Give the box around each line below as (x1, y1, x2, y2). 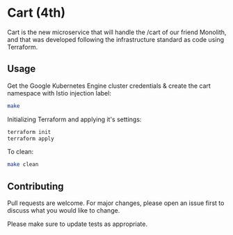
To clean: (7, 148, 34, 156)
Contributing (7, 180, 64, 192)
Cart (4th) (7, 5, 66, 21)
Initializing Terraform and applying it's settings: (7, 115, 142, 123)
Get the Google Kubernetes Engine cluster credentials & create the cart (7, 82, 211, 90)
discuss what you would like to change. (7, 206, 120, 215)
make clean (7, 161, 39, 168)
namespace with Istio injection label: (7, 89, 111, 97)
